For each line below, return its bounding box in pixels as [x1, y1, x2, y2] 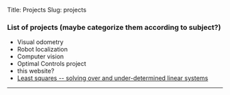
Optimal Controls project [16, 60, 87, 68]
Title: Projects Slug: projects [7, 6, 87, 14]
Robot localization [16, 45, 68, 54]
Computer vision [16, 52, 64, 60]
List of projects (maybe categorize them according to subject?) [7, 22, 221, 32]
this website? [16, 67, 55, 75]
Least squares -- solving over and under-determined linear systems [16, 74, 209, 82]
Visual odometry [16, 38, 64, 46]
